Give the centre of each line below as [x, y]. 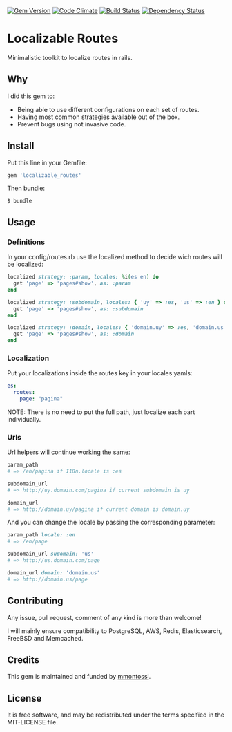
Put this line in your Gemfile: [47, 162]
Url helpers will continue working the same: [69, 452]
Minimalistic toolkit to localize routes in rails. [70, 57]
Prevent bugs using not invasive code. [71, 124]
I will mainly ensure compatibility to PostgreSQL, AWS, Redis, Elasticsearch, [115, 631]
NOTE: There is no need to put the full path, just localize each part [101, 412]
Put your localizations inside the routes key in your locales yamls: [100, 373]
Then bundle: [26, 188]
